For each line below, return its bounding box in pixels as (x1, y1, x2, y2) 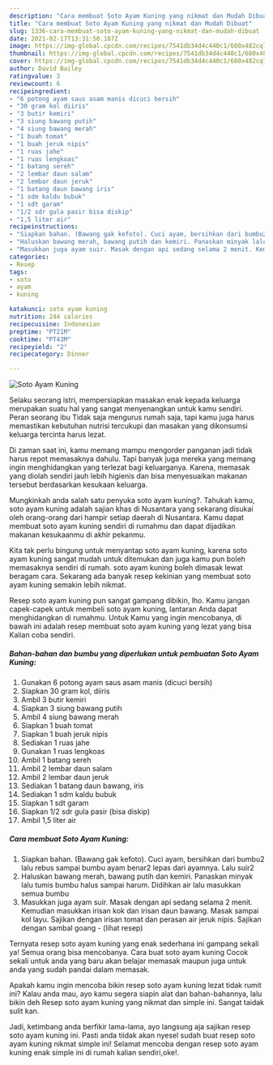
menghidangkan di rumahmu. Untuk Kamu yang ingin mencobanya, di (9, 613, 242, 623)
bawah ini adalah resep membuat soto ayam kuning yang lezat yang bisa (9, 621, 252, 632)
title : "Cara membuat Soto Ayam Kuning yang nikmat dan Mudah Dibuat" (9, 19, 253, 28)
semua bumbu (20, 888, 70, 899)
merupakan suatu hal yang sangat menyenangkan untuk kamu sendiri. (9, 404, 244, 414)
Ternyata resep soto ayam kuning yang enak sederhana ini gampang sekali (9, 939, 259, 948)
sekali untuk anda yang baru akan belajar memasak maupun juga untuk (9, 956, 246, 966)
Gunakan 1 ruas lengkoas (20, 747, 105, 756)
